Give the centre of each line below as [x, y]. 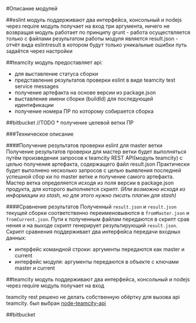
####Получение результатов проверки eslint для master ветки [84, 145]
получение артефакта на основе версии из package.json [85, 92]
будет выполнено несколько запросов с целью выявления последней [94, 170]
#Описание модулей [32, 9]
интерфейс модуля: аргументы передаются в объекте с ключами [97, 262]
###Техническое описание [40, 134]
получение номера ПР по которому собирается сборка [84, 111]
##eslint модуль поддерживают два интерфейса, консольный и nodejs [94, 20]
